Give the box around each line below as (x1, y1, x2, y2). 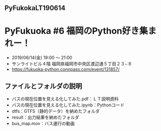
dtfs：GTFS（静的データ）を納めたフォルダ (11, 108, 100, 114)
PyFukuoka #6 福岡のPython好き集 (4, 25, 148, 36)
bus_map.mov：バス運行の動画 (11, 121, 75, 127)
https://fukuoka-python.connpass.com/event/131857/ (11, 66, 120, 72)
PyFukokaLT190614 (4, 4, 66, 12)
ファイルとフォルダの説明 (4, 82, 82, 90)
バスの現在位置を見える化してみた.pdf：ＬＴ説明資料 (11, 96, 119, 102)
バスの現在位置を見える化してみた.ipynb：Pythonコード (11, 102, 125, 108)
